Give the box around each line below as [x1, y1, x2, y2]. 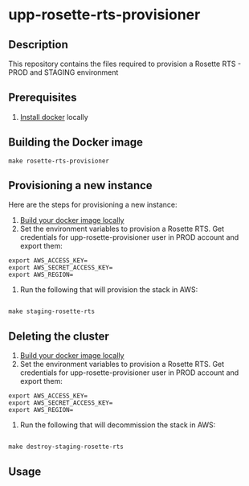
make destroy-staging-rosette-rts [8, 443, 124, 451]
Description [8, 38, 68, 51]
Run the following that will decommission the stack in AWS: [19, 420, 216, 430]
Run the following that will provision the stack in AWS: [19, 285, 198, 294]
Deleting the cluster [8, 329, 110, 343]
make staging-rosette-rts [8, 307, 95, 315]
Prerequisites [8, 91, 77, 105]
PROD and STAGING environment [8, 68, 119, 77]
